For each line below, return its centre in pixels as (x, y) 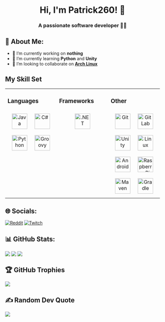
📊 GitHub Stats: (30, 239)
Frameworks (77, 101)
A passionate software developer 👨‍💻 (82, 26)
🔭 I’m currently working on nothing (48, 53)
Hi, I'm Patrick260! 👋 (82, 10)
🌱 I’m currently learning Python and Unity (55, 58)
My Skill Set (24, 79)
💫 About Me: (25, 41)
